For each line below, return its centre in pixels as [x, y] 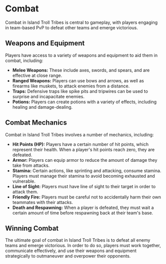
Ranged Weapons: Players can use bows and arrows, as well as [78, 80]
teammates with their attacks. [43, 202]
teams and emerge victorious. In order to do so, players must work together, [83, 246]
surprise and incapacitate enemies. [48, 96]
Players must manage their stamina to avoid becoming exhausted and [83, 176]
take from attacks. [31, 165]
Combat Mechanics [36, 123]
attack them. [25, 192]
